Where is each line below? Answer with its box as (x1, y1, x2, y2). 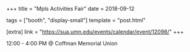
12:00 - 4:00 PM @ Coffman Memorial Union (6, 40, 118, 47)
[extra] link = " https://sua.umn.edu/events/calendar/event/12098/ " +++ (6, 28, 184, 35)
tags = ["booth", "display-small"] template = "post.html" (6, 17, 146, 23)
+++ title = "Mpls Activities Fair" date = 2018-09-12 (6, 5, 135, 12)
